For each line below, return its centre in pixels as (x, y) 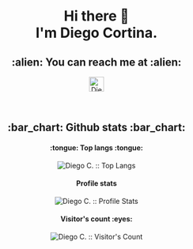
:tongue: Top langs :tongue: (96, 147)
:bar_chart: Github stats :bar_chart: (96, 128)
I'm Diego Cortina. (96, 33)
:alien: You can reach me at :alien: (96, 62)
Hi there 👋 (96, 16)
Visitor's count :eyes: (96, 219)
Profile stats (96, 183)
